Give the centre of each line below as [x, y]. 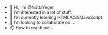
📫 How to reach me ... [32, 28]
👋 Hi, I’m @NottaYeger [32, 7]
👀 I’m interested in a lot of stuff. [41, 12]
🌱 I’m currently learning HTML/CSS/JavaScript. [56, 17]
